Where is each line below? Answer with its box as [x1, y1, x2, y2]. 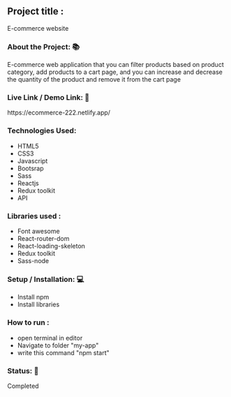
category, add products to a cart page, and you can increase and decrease [7, 68, 223, 76]
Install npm [17, 293, 50, 301]
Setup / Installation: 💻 [7, 274, 84, 284]
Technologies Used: [7, 126, 77, 135]
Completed [7, 382, 40, 390]
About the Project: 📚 [7, 42, 80, 52]
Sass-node [17, 257, 50, 264]
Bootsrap [17, 164, 44, 172]
